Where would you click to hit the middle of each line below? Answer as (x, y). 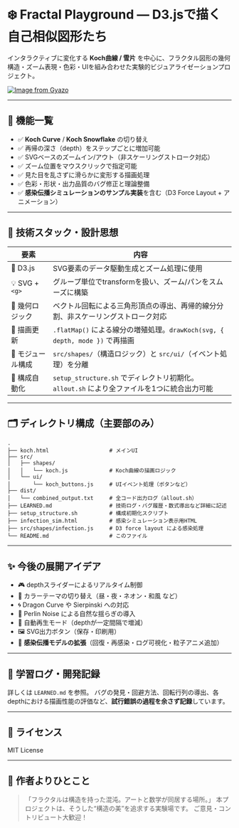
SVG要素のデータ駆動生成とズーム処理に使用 (128, 268)
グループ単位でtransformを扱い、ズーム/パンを (131, 282)
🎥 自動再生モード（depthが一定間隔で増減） (82, 622)
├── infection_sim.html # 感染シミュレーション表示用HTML (102, 521)
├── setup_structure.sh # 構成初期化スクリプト (88, 514)
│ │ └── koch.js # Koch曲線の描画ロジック (92, 471)
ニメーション (36, 201)
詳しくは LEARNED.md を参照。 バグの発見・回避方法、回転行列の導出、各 (113, 692)
